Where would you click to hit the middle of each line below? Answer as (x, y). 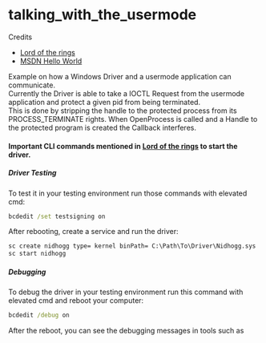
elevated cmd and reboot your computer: (76, 301)
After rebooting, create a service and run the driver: (93, 232)
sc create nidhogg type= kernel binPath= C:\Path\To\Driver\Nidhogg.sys (132, 246)
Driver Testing (32, 173)
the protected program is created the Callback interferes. (102, 127)
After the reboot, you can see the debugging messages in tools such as (126, 330)
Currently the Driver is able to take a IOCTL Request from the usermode (127, 93)
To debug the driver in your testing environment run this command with (126, 292)
